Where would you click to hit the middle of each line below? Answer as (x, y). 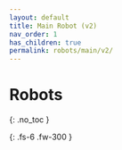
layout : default (39, 17)
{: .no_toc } (29, 120)
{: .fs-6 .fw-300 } (41, 137)
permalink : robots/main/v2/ (61, 51)
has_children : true (45, 42)
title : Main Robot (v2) (53, 26)
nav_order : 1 (33, 34)
